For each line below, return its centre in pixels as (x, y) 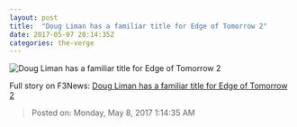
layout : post (34, 18)
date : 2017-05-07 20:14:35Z (62, 34)
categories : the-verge (52, 43)
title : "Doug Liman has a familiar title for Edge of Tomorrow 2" (139, 26)
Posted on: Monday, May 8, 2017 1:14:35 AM (113, 113)
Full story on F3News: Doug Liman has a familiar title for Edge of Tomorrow (148, 86)
